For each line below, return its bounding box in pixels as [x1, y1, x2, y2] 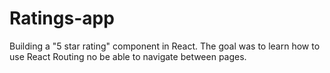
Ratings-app [9, 7, 115, 30]
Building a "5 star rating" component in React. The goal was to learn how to [9, 40, 321, 52]
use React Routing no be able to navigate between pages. [9, 50, 247, 62]
